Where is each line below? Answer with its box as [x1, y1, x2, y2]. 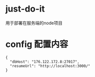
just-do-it [5, 3, 45, 15]
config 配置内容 [5, 39, 68, 50]
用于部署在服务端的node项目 [5, 20, 63, 26]
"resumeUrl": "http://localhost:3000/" [10, 63, 91, 68]
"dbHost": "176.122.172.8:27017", [10, 59, 79, 64]
